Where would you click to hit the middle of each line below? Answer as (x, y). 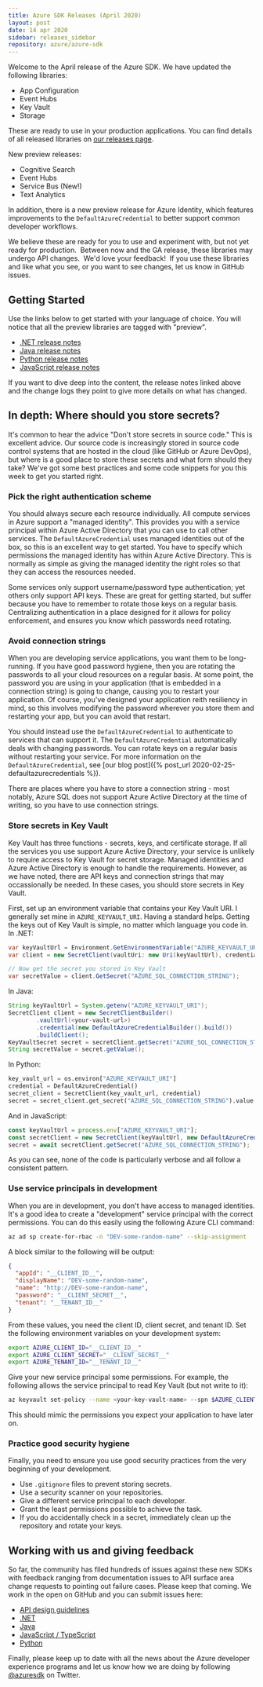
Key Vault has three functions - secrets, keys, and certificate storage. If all (128, 843)
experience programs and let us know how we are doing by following (119, 1667)
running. (22, 666)
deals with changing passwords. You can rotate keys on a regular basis (123, 748)
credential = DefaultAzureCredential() (73, 1086)
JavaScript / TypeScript (58, 1635)
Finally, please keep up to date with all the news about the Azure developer (129, 1659)
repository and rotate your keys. (71, 1526)
